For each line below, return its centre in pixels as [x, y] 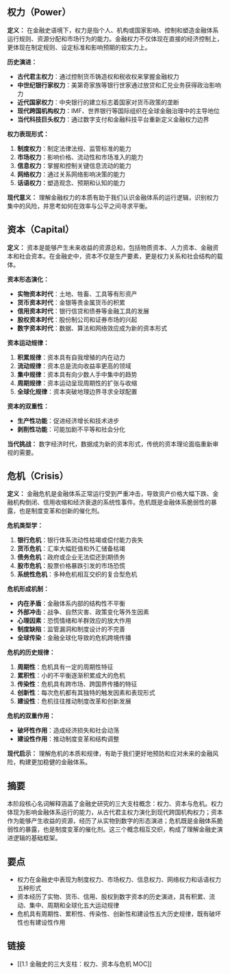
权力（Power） [39, 12]
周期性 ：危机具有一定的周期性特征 [65, 667]
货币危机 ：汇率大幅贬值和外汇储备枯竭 [71, 549]
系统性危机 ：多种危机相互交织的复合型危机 [77, 574]
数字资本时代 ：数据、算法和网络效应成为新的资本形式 [92, 328]
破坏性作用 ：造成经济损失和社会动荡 [68, 730]
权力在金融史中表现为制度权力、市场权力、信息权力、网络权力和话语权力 [119, 879]
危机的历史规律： [31, 652]
